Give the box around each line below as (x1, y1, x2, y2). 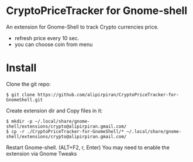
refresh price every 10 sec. (14, 34, 80, 41)
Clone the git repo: (6, 80, 51, 87)
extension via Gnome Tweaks (6, 150, 77, 157)
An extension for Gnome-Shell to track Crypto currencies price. (6, 23, 159, 30)
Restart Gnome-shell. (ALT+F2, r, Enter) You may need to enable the (6, 144, 170, 151)
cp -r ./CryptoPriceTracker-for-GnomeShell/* (11, 128, 125, 135)
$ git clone (6, 91, 35, 97)
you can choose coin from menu (14, 41, 93, 48)
